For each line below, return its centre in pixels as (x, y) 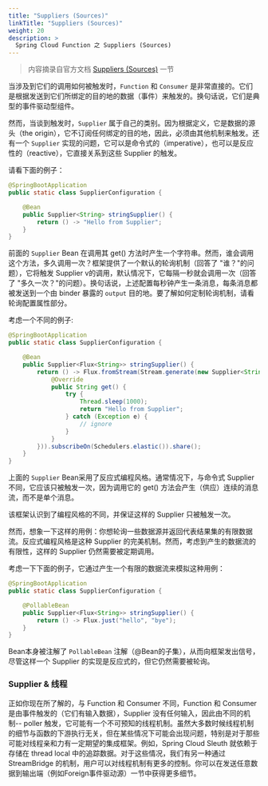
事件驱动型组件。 (50, 106)
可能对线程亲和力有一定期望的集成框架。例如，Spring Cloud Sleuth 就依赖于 (133, 743)
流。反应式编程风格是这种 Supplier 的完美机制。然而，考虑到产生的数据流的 (132, 541)
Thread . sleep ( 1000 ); (114, 402)
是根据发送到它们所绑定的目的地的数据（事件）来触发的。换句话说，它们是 (130, 96)
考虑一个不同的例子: (41, 320)
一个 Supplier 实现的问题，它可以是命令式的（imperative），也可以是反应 (134, 143)
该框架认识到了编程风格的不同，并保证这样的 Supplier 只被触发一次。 (122, 515)
